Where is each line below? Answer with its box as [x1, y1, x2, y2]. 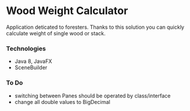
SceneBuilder [14, 64, 48, 71]
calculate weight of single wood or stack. [6, 29, 106, 36]
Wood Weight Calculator [6, 4, 128, 18]
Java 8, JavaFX [14, 58, 52, 65]
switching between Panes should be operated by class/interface [14, 92, 171, 99]
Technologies [6, 44, 46, 52]
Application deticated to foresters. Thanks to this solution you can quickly [6, 23, 185, 31]
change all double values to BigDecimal [14, 98, 111, 105]
